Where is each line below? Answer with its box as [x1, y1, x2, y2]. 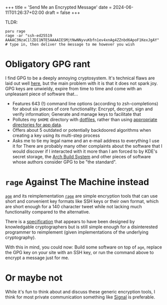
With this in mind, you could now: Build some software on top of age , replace [5, 244, 162, 250]
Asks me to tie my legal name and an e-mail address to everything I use [12, 137, 160, 144]
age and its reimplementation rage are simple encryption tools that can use [5, 193, 158, 199]
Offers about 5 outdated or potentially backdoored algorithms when [12, 127, 151, 133]
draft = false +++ [45, 9, 81, 15]
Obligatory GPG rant [5, 58, 91, 70]
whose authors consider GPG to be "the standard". [12, 159, 117, 165]
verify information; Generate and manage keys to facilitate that [12, 111, 141, 117]
